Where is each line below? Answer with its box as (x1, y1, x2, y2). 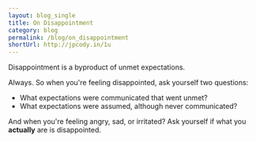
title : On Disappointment (8, 19, 93, 27)
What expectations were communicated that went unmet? (19, 93, 208, 103)
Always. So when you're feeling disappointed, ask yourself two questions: (8, 78, 249, 88)
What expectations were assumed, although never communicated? (19, 102, 238, 111)
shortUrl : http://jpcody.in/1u (8, 41, 111, 49)
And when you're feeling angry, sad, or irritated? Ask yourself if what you (8, 117, 247, 126)
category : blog (8, 26, 58, 34)
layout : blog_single (8, 11, 77, 20)
